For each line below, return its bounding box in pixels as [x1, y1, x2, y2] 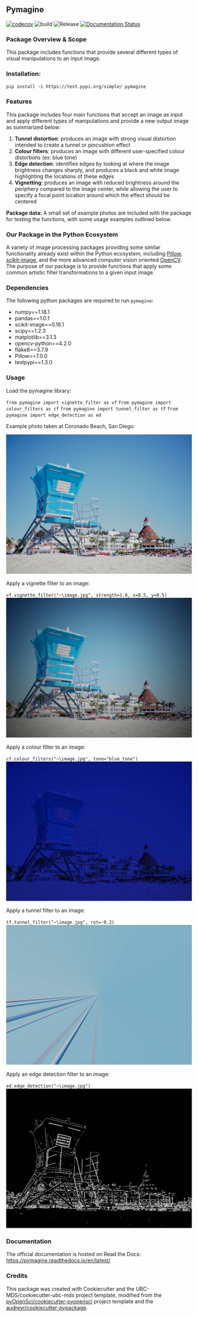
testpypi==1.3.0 [14, 359, 53, 366]
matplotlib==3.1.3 [14, 334, 57, 341]
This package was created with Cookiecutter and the [6, 1285, 135, 1292]
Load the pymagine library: [6, 387, 72, 394]
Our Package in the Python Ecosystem [6, 230, 118, 238]
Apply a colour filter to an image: [6, 743, 85, 750]
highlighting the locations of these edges [14, 173, 114, 180]
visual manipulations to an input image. [6, 55, 101, 62]
